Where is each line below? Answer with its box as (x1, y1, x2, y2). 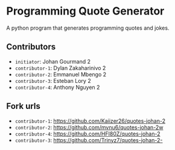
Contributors (6, 42, 56, 52)
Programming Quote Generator (6, 4, 165, 18)
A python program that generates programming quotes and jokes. (6, 24, 170, 31)
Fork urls (6, 101, 41, 111)
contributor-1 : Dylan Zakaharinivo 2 (14, 64, 106, 71)
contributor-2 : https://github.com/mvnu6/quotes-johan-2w (14, 123, 164, 131)
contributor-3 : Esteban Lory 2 (14, 77, 92, 84)
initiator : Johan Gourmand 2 (14, 57, 91, 65)
